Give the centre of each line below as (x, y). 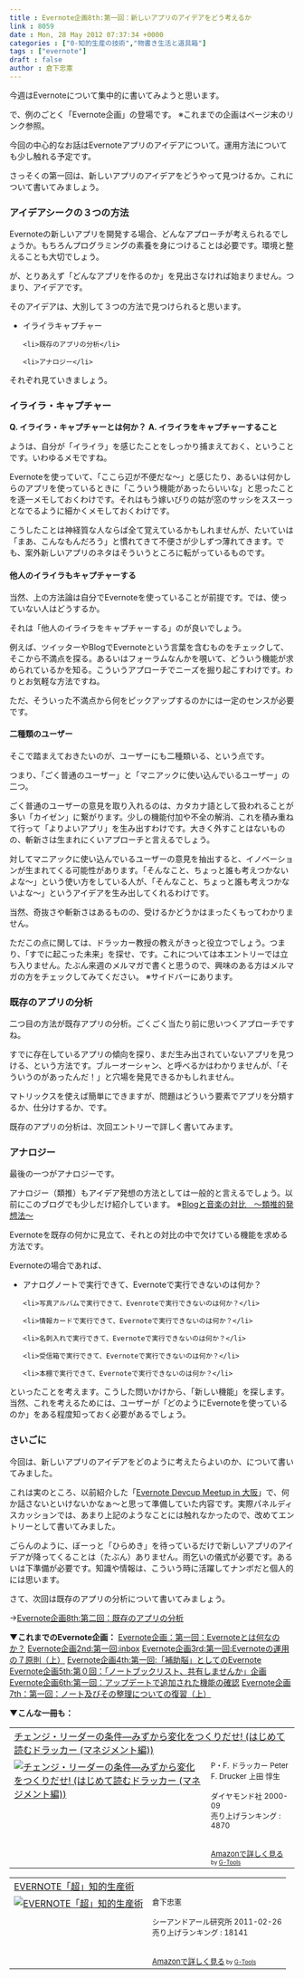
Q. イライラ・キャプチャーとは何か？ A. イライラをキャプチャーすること (143, 428)
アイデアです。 (60, 287)
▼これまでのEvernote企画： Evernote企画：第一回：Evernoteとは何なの (145, 1637)
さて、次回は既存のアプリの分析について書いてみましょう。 (120, 1599)
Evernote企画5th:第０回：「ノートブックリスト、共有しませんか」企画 (138, 1671)
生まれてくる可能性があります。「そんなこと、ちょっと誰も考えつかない (157, 869)
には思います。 (37, 1579)
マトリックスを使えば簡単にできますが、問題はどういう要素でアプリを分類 (148, 1096)
